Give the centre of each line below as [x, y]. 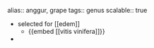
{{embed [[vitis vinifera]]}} [66, 31]
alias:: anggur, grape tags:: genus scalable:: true [77, 10]
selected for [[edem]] [48, 24]
